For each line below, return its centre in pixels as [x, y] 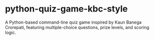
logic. [10, 32]
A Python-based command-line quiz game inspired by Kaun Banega [73, 22]
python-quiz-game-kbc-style [67, 9]
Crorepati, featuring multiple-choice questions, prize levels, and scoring [77, 27]
